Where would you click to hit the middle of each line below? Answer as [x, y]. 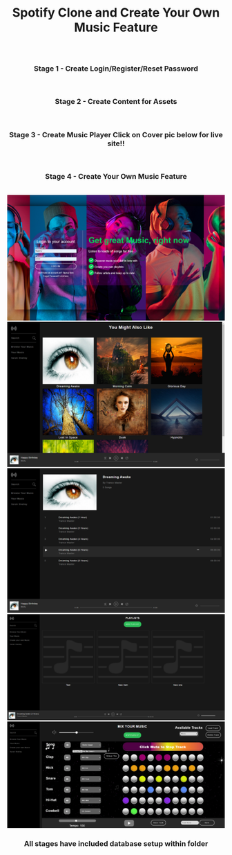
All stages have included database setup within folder [116, 844]
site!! [116, 143]
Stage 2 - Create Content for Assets [116, 102]
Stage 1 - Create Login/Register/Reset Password [116, 69]
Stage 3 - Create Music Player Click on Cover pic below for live [116, 134]
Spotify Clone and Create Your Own [116, 13]
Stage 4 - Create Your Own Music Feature [116, 176]
